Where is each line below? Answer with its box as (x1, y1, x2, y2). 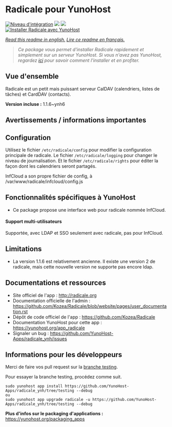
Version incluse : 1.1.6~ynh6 (5, 101, 66, 107)
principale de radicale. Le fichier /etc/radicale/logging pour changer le (5, 152, 158, 158)
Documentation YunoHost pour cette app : (12, 319, 102, 325)
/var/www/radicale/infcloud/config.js (5, 178, 83, 185)
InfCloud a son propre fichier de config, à (5, 173, 93, 179)
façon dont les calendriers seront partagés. (5, 163, 97, 169)
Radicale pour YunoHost (5, 4, 111, 15)
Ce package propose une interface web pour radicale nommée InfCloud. (12, 207, 166, 213)
